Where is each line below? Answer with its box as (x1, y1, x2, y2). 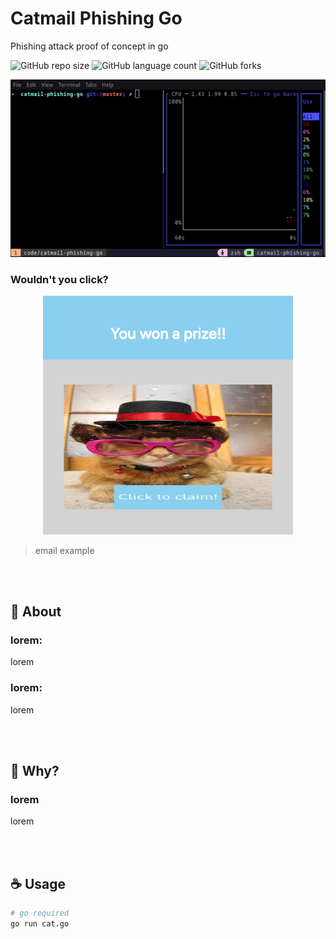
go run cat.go (10, 919, 70, 929)
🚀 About (10, 603, 62, 621)
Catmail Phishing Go (10, 7, 183, 30)
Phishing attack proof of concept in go (10, 40, 169, 52)
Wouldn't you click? (10, 272, 109, 286)
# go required (10, 908, 70, 919)
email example (34, 544, 95, 556)
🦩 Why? (10, 763, 60, 780)
